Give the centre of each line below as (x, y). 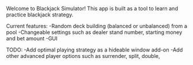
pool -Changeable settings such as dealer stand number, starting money (94, 32)
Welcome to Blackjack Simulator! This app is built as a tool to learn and (92, 8)
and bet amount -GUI (32, 38)
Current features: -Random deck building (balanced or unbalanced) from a (97, 26)
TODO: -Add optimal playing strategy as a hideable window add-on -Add (94, 50)
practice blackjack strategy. (40, 15)
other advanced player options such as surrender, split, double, (83, 56)
